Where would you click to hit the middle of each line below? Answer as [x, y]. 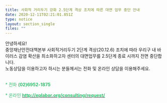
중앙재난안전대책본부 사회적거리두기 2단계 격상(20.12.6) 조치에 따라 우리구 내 [81, 50]
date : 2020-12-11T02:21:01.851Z [39, 15]
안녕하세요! [16, 44]
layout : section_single [30, 24]
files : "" [16, 29]
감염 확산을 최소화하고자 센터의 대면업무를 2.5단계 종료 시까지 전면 [83, 56]
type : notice [19, 19]
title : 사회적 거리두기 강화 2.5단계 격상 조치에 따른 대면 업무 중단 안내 [72, 10]
